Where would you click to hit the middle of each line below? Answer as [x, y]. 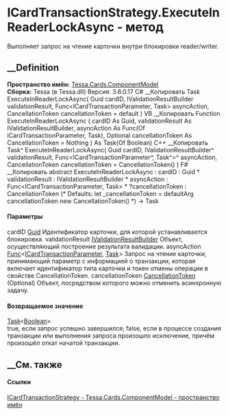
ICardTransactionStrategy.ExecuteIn [114, 13]
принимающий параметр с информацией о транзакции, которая [101, 261]
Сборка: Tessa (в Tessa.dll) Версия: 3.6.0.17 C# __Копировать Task [104, 91]
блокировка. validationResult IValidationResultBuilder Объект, [95, 239]
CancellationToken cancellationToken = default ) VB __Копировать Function [114, 113]
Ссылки [19, 382]
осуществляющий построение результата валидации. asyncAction [104, 246]
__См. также [35, 365]
